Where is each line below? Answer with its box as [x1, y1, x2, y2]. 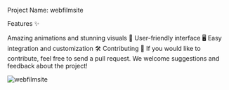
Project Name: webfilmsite [7, 6, 84, 14]
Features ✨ [7, 20, 40, 27]
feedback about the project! [7, 62, 88, 70]
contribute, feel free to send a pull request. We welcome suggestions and [7, 54, 220, 62]
